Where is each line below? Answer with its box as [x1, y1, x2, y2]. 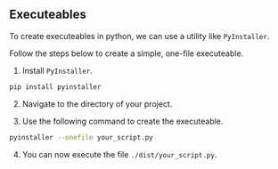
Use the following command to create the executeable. [21, 116, 224, 126]
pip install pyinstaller [9, 82, 102, 92]
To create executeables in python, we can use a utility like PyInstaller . [9, 30, 270, 41]
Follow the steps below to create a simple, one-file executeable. [9, 48, 244, 59]
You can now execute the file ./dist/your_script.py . [21, 149, 217, 159]
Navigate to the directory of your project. [21, 98, 173, 109]
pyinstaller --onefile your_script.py [9, 133, 153, 141]
